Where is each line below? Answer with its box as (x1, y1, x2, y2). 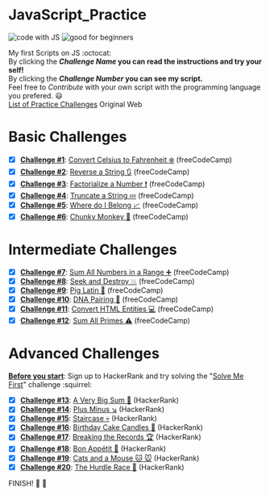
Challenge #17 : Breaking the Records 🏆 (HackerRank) (19, 432, 201, 442)
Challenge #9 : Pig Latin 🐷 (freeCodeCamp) (19, 286, 164, 295)
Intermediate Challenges (8, 240, 177, 259)
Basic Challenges (8, 127, 127, 146)
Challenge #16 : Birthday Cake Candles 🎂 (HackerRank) (19, 423, 204, 432)
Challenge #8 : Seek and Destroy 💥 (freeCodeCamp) (19, 277, 195, 286)
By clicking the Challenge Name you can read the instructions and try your (8, 56, 262, 66)
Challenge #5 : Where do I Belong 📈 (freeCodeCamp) (19, 200, 199, 210)
